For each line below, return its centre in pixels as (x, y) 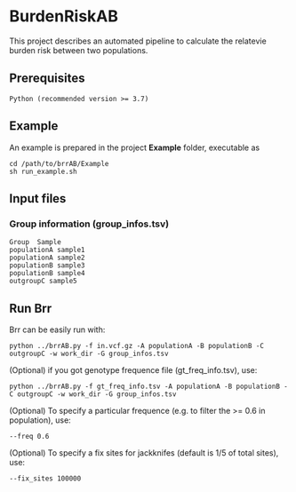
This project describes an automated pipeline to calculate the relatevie (138, 41)
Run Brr (31, 308)
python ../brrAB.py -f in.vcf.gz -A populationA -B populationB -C (137, 346)
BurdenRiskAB (64, 16)
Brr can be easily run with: (57, 329)
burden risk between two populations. (79, 50)
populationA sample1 (48, 250)
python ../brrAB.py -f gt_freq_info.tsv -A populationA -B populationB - (149, 387)
